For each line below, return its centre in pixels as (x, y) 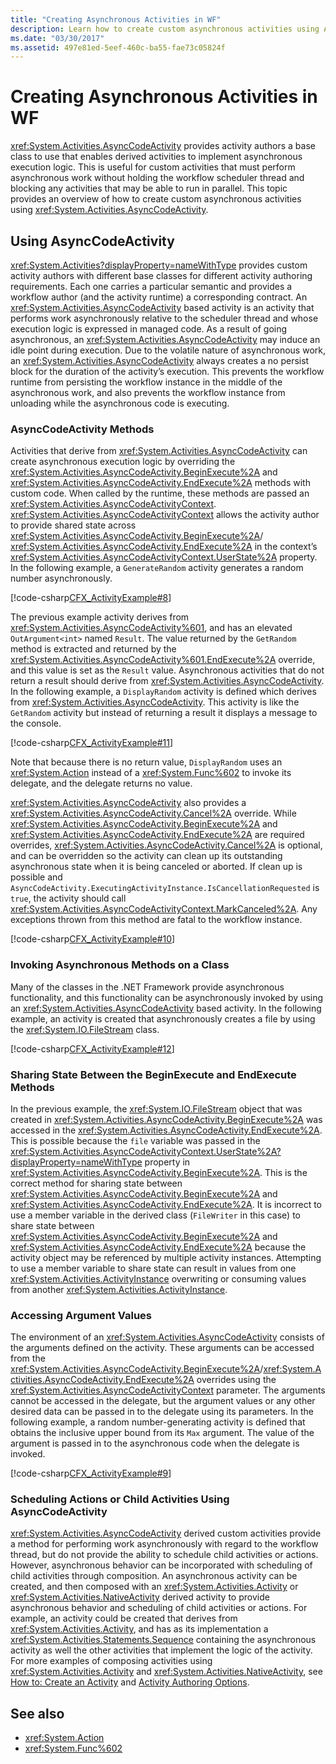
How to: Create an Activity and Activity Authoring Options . (130, 1682)
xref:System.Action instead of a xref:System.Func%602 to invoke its (151, 773)
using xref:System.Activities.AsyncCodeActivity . (109, 210)
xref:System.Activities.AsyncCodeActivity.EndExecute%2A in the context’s (164, 547)
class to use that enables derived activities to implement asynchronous (156, 157)
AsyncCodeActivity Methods (82, 429)
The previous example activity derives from (100, 617)
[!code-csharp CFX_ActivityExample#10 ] (93, 939)
